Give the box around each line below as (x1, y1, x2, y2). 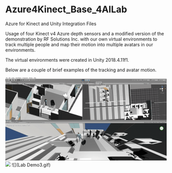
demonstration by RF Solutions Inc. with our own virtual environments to (5, 36, 158, 42)
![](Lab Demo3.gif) (11, 162, 51, 168)
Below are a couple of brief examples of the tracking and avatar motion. (5, 67, 157, 73)
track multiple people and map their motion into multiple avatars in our (5, 41, 154, 47)
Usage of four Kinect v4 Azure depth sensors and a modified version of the (5, 30, 164, 36)
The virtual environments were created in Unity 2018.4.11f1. (5, 56, 130, 63)
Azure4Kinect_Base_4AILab (5, 4, 127, 15)
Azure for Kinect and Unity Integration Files (5, 21, 97, 27)
